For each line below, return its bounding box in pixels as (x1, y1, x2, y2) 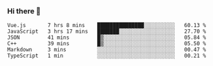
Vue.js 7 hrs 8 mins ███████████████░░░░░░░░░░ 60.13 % (7, 22, 207, 29)
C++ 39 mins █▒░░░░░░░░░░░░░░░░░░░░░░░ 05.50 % (7, 40, 207, 47)
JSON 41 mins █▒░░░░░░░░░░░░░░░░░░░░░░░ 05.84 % (7, 34, 207, 41)
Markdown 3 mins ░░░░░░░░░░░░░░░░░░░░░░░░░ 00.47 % (7, 47, 207, 53)
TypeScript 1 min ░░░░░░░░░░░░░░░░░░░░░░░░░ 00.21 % (7, 52, 207, 60)
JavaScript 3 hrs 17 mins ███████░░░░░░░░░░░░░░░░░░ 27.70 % (7, 28, 207, 35)
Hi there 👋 (7, 6, 42, 16)
